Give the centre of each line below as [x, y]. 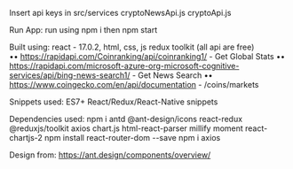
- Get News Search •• [172, 75]
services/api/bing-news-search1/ [70, 75]
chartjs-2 [26, 138]
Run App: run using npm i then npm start [83, 30]
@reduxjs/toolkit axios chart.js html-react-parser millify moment [127, 128]
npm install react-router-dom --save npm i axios [132, 138]
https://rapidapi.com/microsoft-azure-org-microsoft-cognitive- [124, 66]
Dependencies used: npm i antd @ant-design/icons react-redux [126, 119]
